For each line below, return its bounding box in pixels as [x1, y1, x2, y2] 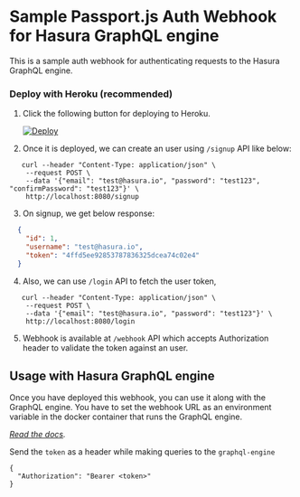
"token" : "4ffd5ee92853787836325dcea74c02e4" [25, 250, 201, 259]
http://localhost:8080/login [25, 316, 136, 326]
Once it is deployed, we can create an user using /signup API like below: [22, 143, 292, 155]
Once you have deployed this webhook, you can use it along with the [9, 392, 267, 403]
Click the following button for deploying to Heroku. [22, 108, 211, 119]
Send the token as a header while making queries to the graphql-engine [9, 446, 276, 457]
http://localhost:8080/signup [25, 192, 140, 202]
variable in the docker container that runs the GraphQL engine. [9, 411, 243, 422]
